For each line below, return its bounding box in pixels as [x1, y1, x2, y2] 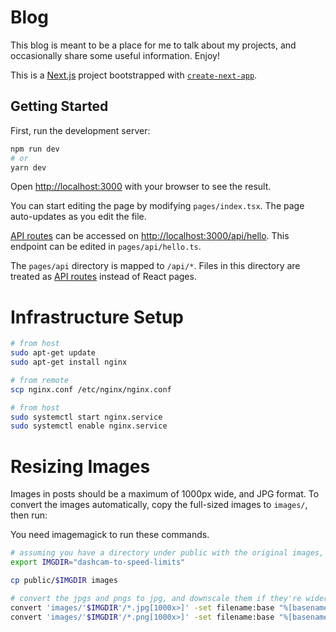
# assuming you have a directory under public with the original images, [10, 548, 325, 558]
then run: [10, 509, 48, 521]
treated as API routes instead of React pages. [10, 271, 197, 283]
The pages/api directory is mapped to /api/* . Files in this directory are [10, 260, 301, 272]
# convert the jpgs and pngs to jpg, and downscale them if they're [10, 593, 302, 603]
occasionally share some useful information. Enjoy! [10, 49, 220, 61]
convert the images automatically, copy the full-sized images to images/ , [10, 499, 308, 511]
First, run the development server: [10, 124, 151, 136]
